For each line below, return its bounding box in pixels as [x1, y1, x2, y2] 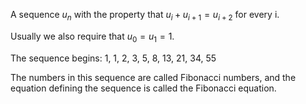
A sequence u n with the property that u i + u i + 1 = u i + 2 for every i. [10, 9, 280, 23]
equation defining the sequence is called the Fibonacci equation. [10, 82, 277, 94]
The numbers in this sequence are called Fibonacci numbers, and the [10, 71, 297, 83]
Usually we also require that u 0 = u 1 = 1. [10, 30, 175, 44]
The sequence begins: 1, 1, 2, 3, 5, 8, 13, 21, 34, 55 [10, 52, 217, 64]
